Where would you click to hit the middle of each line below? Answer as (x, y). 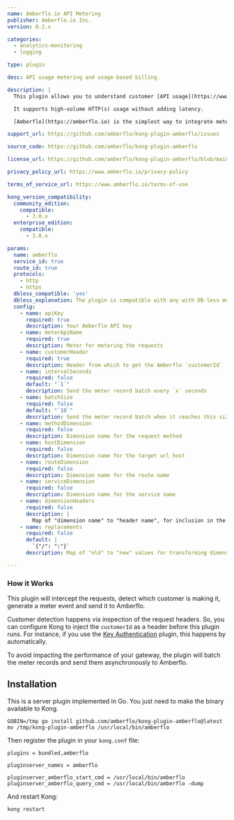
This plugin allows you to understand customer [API (92, 96)
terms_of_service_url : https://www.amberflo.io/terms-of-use (98, 184)
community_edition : (42, 203)
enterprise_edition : (43, 223)
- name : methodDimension (56, 423)
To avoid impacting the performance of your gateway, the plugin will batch (114, 655)
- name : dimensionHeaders (57, 501)
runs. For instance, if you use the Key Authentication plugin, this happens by (117, 634)
